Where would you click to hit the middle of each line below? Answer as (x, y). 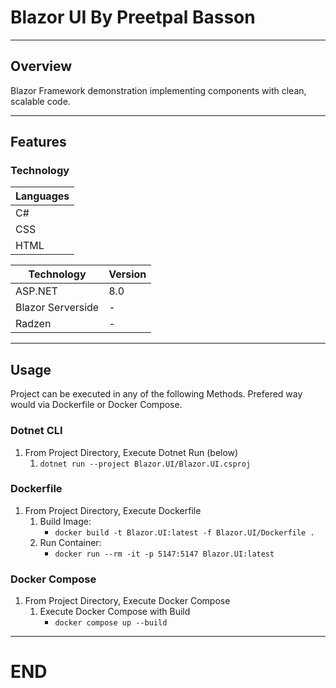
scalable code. (40, 101)
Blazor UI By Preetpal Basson (133, 17)
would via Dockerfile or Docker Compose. (96, 405)
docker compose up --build (111, 623)
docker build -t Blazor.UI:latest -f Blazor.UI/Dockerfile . (184, 532)
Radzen (33, 324)
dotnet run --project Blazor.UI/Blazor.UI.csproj (145, 464)
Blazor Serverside (57, 308)
